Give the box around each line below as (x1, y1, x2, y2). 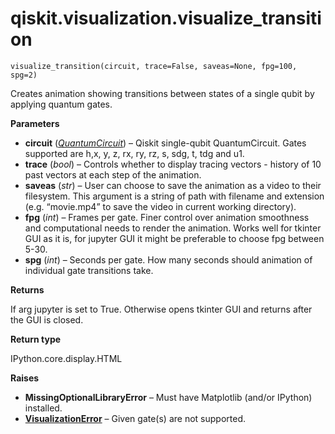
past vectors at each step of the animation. (24, 168, 202, 181)
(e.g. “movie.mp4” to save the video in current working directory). (24, 200, 297, 212)
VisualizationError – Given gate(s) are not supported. (24, 412, 246, 424)
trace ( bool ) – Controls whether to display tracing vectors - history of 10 (24, 158, 322, 170)
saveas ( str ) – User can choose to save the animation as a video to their (24, 179, 322, 191)
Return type (10, 333, 62, 345)
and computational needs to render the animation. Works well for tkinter (24, 222, 322, 234)
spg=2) (10, 70, 38, 80)
